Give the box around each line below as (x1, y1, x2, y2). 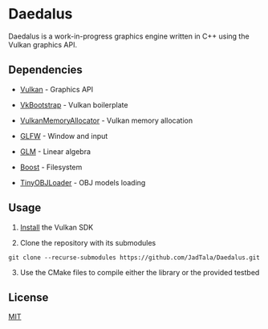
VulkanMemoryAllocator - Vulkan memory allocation (19, 116, 193, 125)
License (8, 290, 49, 304)
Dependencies (8, 63, 83, 77)
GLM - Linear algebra (19, 146, 91, 156)
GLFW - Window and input (19, 131, 108, 140)
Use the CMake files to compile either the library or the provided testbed (19, 267, 260, 277)
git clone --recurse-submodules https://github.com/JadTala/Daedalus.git (8, 254, 261, 262)
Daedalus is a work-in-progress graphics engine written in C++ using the (8, 31, 250, 41)
